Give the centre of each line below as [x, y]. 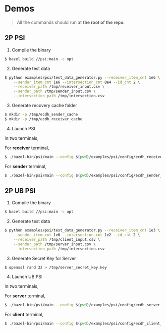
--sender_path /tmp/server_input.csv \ [55, 244]
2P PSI [15, 38]
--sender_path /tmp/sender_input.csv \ [55, 91]
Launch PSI [24, 128]
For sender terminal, [26, 166]
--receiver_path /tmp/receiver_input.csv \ [59, 87]
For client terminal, [24, 315]
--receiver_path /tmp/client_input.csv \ [57, 239]
